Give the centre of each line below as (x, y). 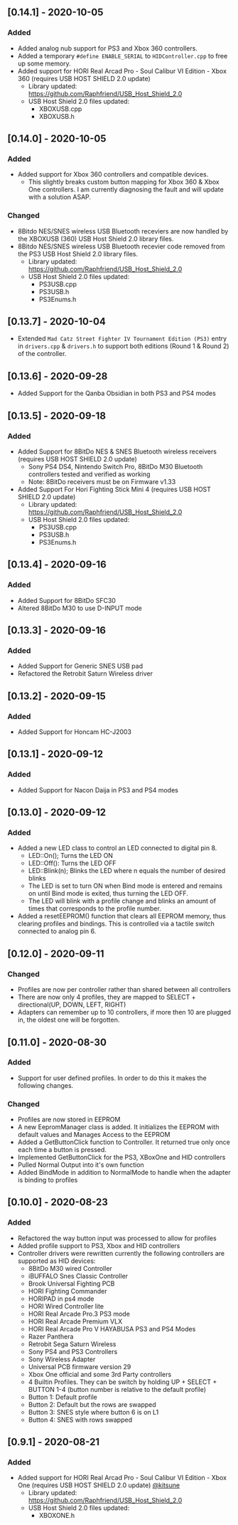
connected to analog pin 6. (57, 931)
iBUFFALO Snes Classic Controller (78, 1276)
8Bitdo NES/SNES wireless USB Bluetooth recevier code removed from (121, 246)
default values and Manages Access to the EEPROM (94, 1135)
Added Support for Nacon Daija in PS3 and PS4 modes (98, 790)
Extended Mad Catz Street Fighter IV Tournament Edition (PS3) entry (122, 339)
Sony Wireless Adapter (62, 1359)
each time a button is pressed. (62, 1150)
